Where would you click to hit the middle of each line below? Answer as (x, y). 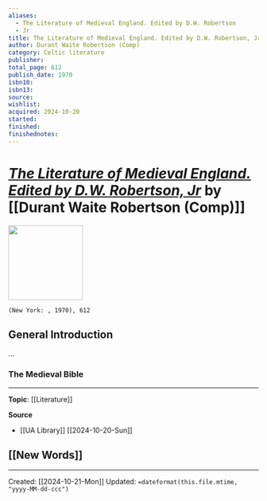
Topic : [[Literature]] (41, 399)
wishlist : (25, 104)
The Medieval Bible (46, 374)
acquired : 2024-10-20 (44, 112)
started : (23, 119)
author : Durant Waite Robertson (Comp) (74, 45)
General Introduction (61, 334)
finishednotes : (33, 134)
